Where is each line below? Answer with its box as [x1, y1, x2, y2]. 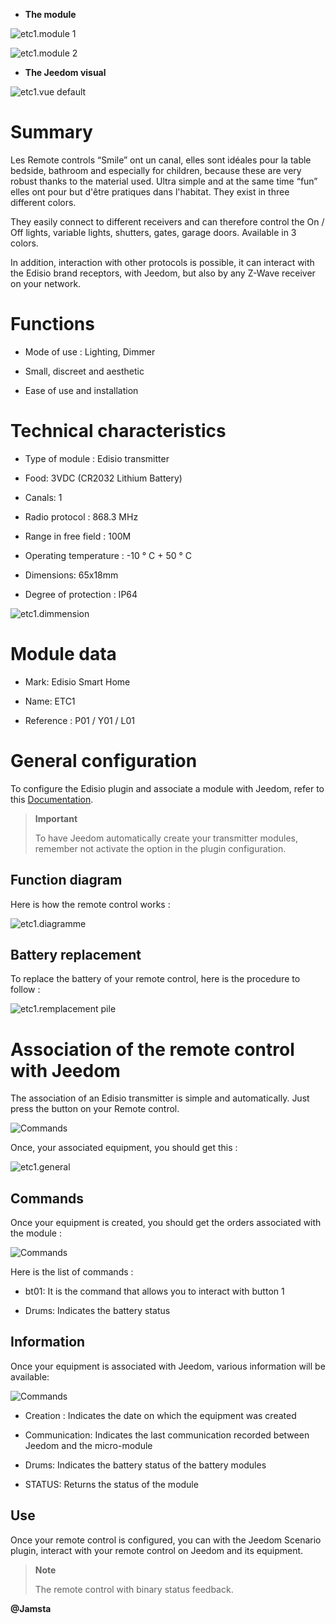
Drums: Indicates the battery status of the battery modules [24, 1459, 267, 1471]
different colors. [10, 196, 77, 208]
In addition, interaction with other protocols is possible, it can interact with [10, 256, 315, 268]
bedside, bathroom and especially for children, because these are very [10, 164, 302, 176]
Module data [10, 643, 117, 665]
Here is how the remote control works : [10, 898, 171, 910]
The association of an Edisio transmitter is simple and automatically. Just [10, 1092, 310, 1104]
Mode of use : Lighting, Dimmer [24, 345, 156, 358]
